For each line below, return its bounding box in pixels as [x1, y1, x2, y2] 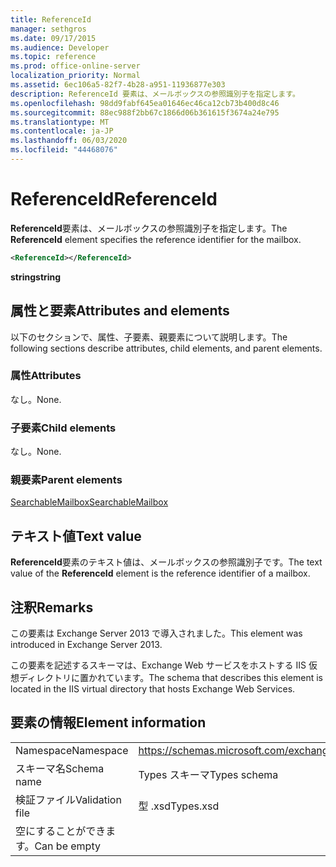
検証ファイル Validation [15, 792, 122, 806]
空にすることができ [15, 824, 107, 838]
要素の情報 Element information [10, 714, 207, 731]
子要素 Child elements [10, 421, 117, 435]
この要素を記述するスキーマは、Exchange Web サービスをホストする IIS [10, 659, 307, 671]
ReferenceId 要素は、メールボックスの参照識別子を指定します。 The [10, 222, 288, 234]
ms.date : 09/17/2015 [10, 33, 97, 43]
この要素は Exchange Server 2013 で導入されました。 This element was [10, 627, 303, 640]
